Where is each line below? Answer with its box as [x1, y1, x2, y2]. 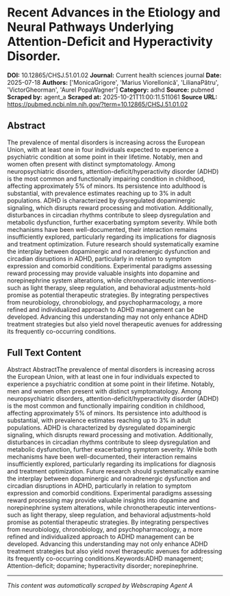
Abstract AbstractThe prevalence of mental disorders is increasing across [7, 365, 216, 374]
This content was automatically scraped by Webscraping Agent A [7, 581, 193, 589]
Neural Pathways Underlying [7, 19, 174, 35]
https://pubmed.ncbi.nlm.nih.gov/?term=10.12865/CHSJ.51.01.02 [7, 100, 188, 108]
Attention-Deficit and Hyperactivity [7, 34, 214, 49]
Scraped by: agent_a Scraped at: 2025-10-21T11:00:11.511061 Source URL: [7, 92, 218, 101]
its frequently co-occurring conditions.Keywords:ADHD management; [7, 554, 203, 562]
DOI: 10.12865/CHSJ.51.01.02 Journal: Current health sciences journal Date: [7, 70, 222, 79]
